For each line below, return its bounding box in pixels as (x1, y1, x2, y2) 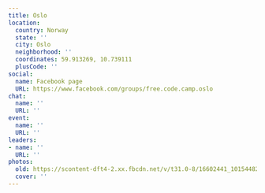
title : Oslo (8, 11, 47, 20)
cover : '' (15, 173, 47, 181)
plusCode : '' (15, 63, 58, 71)
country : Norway (15, 26, 69, 34)
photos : (8, 158, 34, 166)
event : (8, 114, 30, 122)
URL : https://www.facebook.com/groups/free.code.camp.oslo (15, 84, 214, 93)
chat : (8, 92, 26, 100)
